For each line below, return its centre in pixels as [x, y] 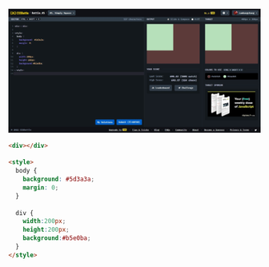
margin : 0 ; [41, 187]
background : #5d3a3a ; [58, 179]
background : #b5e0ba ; [57, 238]
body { [26, 171]
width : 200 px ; [44, 221]
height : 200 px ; [46, 230]
